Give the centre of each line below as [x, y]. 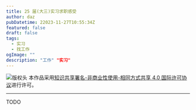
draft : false [22, 33]
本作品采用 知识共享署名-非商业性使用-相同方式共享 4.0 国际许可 [105, 77]
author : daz [20, 17]
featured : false [26, 28]
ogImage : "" [20, 55]
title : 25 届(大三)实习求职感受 [41, 11]
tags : [13, 38]
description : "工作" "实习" [38, 60]
